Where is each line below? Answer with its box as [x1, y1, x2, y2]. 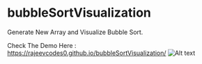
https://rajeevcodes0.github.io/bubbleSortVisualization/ [7, 49, 166, 57]
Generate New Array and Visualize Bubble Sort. [7, 28, 143, 36]
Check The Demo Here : [7, 41, 77, 49]
